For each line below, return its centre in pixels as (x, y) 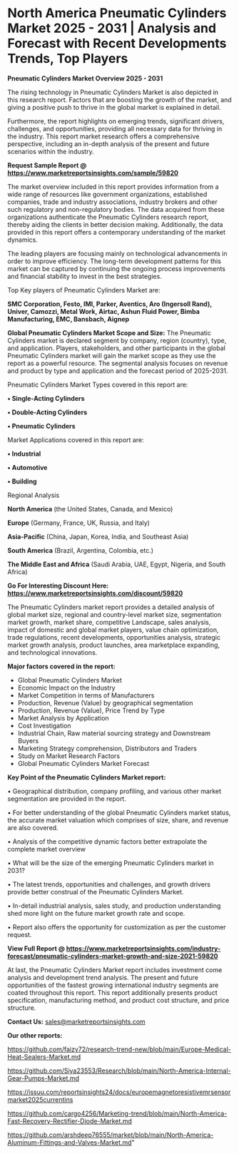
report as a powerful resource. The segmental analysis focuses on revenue (118, 363)
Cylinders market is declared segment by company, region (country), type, (117, 340)
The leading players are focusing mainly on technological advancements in (117, 253)
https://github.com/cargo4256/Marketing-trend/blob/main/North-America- (117, 1113)
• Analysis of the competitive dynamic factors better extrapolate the (107, 841)
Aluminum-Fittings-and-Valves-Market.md (70, 1142)
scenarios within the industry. (51, 151)
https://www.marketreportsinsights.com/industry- (143, 948)
